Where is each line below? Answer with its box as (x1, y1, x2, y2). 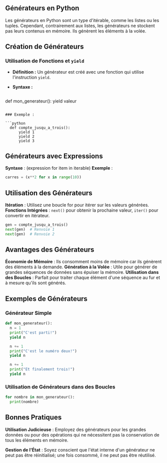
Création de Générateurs (5, 43, 84, 51)
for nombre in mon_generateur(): (5, 395, 75, 400)
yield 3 (18, 138, 35, 143)
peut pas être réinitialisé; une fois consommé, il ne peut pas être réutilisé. (5, 452, 156, 458)
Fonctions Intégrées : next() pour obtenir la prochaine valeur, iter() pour (5, 207, 158, 213)
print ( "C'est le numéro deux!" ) (9, 348, 77, 353)
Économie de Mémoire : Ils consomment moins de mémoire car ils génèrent (5, 259, 162, 265)
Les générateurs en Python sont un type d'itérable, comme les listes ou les (5, 17, 159, 23)
